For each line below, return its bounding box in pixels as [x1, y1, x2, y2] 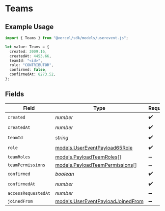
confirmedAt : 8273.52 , [9, 72, 56, 77]
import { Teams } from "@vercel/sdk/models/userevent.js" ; [5, 35, 129, 40]
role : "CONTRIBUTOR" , [9, 62, 54, 68]
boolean [55, 171, 75, 178]
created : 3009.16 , [9, 49, 48, 54]
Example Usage [5, 23, 54, 31]
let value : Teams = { [5, 44, 50, 49]
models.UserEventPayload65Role [55, 145, 133, 151]
